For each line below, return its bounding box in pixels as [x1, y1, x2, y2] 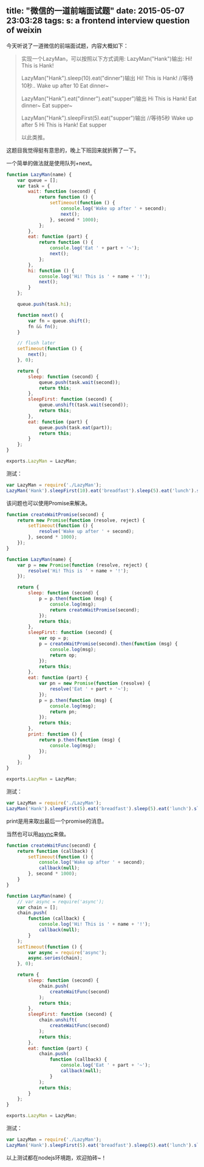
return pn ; [49, 709, 78, 715]
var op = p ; [38, 635, 69, 641]
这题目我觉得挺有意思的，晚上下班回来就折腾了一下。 [6, 146, 140, 154]
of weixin [6, 25, 42, 35]
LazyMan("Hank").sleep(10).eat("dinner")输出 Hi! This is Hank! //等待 [21, 74, 194, 81]
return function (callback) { [17, 848, 94, 854]
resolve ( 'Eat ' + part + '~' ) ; [49, 686, 129, 692]
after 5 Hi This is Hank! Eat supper [21, 121, 107, 128]
